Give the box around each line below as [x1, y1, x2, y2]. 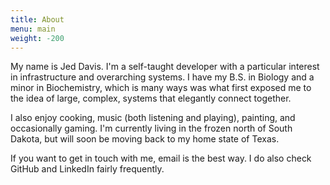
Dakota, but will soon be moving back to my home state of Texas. [10, 133, 280, 145]
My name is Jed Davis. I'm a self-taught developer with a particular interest [10, 61, 320, 73]
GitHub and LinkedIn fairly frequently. [10, 163, 165, 175]
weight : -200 [10, 33, 65, 43]
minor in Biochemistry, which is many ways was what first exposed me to [10, 82, 312, 94]
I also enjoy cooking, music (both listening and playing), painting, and [10, 112, 296, 124]
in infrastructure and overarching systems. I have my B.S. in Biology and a [10, 71, 315, 83]
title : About [10, 14, 65, 25]
